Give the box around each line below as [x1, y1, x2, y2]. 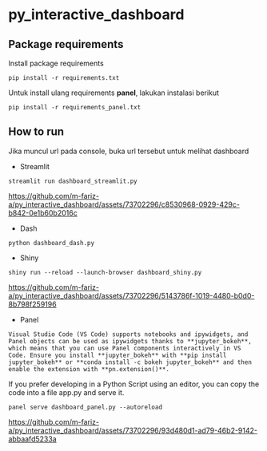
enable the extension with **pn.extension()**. [8, 365, 170, 373]
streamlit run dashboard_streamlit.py [8, 177, 137, 185]
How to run [8, 125, 65, 139]
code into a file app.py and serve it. [8, 387, 125, 397]
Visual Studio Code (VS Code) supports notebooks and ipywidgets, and [8, 330, 249, 338]
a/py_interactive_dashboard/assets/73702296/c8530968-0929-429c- [8, 200, 240, 209]
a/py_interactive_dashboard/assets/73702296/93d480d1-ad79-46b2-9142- [8, 425, 258, 435]
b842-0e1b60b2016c [8, 208, 78, 217]
